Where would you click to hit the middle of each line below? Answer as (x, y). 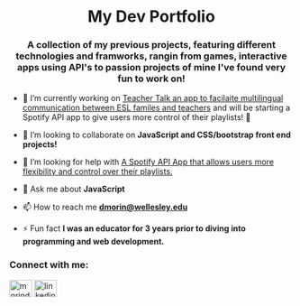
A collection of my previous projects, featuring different (151, 45)
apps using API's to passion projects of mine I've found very (151, 68)
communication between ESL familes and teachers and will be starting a (156, 108)
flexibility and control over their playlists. (97, 172)
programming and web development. (93, 242)
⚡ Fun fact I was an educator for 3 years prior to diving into (134, 228)
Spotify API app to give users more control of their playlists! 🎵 (136, 117)
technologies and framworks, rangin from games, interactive (151, 56)
